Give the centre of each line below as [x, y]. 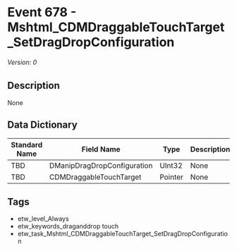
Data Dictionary [42, 125]
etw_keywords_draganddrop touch [68, 226]
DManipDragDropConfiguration [101, 165]
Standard [27, 145]
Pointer [171, 177]
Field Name [101, 149]
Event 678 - [42, 12]
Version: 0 [22, 62]
